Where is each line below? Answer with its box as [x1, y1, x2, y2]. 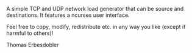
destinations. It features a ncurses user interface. [6, 11, 130, 19]
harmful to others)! [6, 30, 54, 37]
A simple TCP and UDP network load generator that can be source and [6, 5, 184, 12]
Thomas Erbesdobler [6, 42, 59, 48]
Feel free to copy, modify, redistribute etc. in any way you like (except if [6, 23, 186, 30]
